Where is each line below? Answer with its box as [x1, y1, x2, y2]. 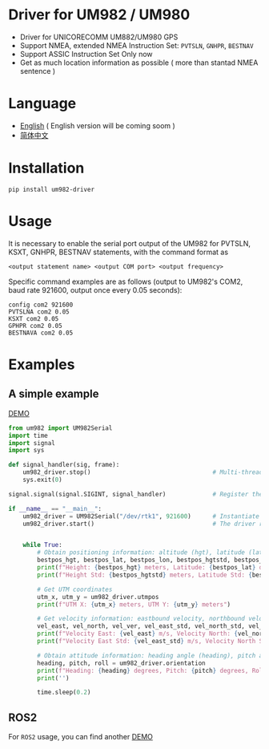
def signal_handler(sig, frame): [8, 461, 120, 469]
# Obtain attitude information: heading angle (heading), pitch [37, 651, 256, 659]
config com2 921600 [8, 301, 74, 309]
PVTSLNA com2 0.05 [8, 307, 70, 316]
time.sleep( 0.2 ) [37, 688, 91, 697]
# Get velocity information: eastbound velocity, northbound [37, 615, 246, 623]
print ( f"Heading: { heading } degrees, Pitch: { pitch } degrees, [37, 666, 249, 674]
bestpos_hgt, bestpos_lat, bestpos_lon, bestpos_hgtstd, [37, 556, 231, 565]
